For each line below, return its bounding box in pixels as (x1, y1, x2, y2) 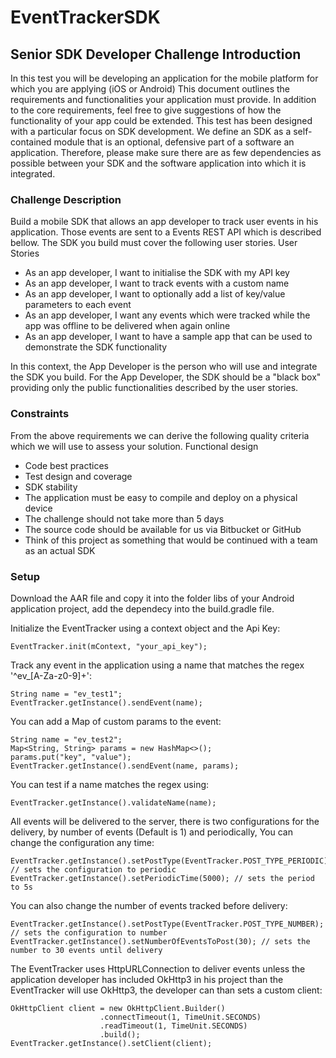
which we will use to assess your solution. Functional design (10, 440, 259, 452)
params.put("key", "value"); (10, 752, 132, 762)
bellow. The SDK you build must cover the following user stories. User (10, 237, 298, 249)
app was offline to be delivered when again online (24, 320, 231, 332)
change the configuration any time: (10, 836, 155, 848)
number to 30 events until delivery (10, 945, 163, 955)
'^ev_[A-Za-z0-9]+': (10, 669, 92, 681)
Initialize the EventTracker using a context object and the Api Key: (10, 622, 281, 634)
